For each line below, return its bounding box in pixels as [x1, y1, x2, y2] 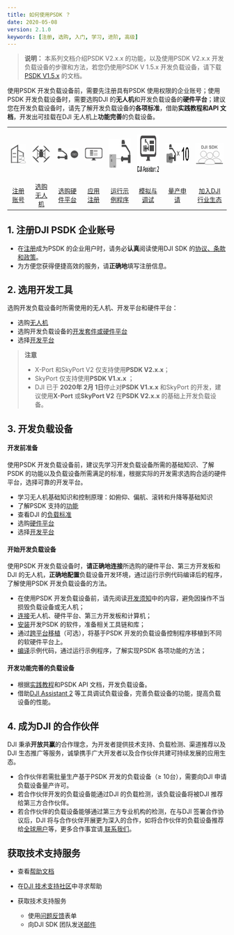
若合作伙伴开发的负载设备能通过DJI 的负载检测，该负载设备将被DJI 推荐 [17, 790, 224, 798]
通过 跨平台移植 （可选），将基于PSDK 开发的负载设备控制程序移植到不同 [17, 629, 222, 638]
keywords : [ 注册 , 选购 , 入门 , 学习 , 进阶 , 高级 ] [7, 33, 139, 40]
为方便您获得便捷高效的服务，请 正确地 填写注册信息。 [17, 262, 171, 270]
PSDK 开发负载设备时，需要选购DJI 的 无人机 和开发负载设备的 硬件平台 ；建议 [7, 95, 226, 104]
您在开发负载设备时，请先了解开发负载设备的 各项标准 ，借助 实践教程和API [7, 104, 219, 112]
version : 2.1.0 [7, 26, 52, 33]
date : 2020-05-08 [7, 18, 58, 26]
